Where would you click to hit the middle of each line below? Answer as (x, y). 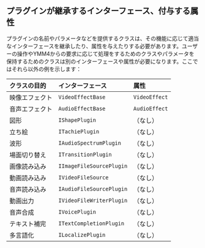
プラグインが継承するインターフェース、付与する (99, 11)
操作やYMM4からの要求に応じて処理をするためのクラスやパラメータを (106, 53)
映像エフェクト (31, 97)
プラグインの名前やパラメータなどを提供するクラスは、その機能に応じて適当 (103, 38)
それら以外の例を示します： (46, 69)
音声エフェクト (31, 109)
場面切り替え (28, 155)
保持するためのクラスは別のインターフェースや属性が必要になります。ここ (99, 61)
